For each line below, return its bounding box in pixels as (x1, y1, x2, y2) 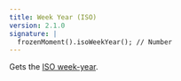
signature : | (9, 29, 58, 38)
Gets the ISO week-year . (9, 62, 98, 72)
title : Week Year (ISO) (9, 12, 98, 22)
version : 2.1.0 (9, 21, 66, 30)
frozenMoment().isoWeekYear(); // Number (17, 37, 173, 47)
